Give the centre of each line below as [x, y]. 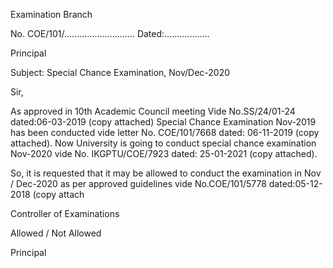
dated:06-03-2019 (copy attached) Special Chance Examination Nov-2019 [163, 122]
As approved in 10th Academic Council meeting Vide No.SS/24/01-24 [153, 111]
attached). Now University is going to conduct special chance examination [163, 143]
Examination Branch [51, 14]
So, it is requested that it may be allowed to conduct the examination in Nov [166, 173]
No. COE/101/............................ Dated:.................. [110, 33]
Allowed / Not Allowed [56, 233]
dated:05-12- [295, 183]
